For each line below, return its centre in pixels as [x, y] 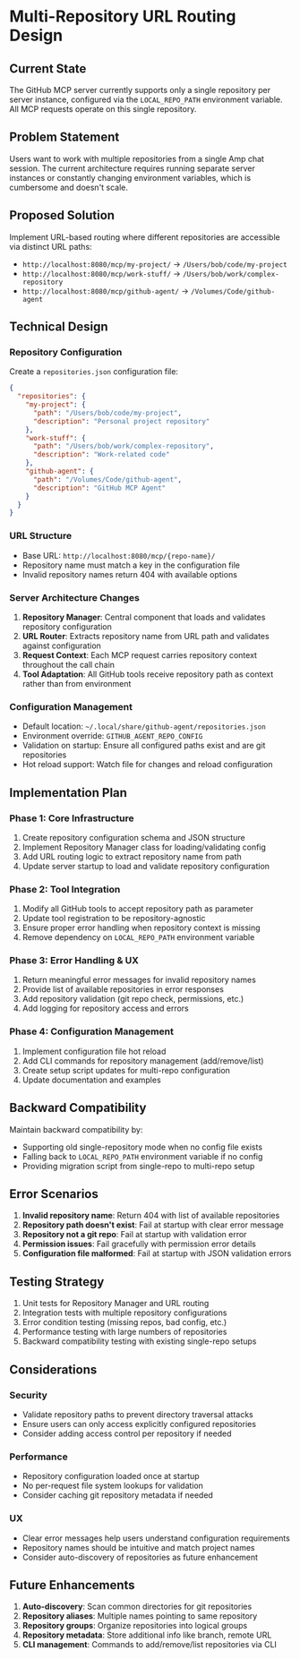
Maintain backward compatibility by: [76, 1129]
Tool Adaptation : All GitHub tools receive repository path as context [148, 674]
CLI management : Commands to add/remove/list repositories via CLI [150, 1645]
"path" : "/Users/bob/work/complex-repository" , [124, 446]
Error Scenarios [54, 1194]
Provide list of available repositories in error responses [123, 989]
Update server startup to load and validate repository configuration [146, 866]
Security [28, 1395]
